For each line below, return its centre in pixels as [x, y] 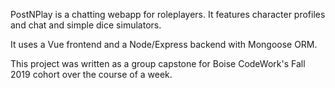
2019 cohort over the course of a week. [91, 74]
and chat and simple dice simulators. [86, 25]
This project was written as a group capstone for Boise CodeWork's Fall [158, 63]
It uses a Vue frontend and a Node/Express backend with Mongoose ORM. [164, 44]
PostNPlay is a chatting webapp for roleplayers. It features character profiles [168, 14]
